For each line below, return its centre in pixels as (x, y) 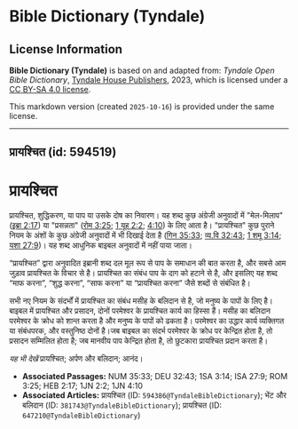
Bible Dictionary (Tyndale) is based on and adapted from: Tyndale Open (142, 70)
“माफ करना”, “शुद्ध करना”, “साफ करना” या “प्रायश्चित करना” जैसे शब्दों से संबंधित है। (130, 283)
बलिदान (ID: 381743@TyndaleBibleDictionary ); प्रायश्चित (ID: (122, 405)
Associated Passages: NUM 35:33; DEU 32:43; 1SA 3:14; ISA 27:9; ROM (155, 377)
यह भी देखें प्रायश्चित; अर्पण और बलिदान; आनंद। (76, 359)
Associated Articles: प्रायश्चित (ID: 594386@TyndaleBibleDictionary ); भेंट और (154, 395)
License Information (66, 49)
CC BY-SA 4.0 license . (50, 89)
